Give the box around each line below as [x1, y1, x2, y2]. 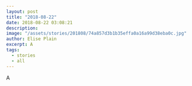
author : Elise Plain [6, 36, 57, 42]
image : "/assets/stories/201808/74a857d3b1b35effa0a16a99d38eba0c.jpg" [6, 31, 187, 37]
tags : [6, 47, 20, 53]
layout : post [6, 8, 39, 15]
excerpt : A [6, 42, 33, 48]
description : [6, 25, 39, 31]
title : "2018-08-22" [6, 14, 57, 20]
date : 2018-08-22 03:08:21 [6, 19, 73, 25]
